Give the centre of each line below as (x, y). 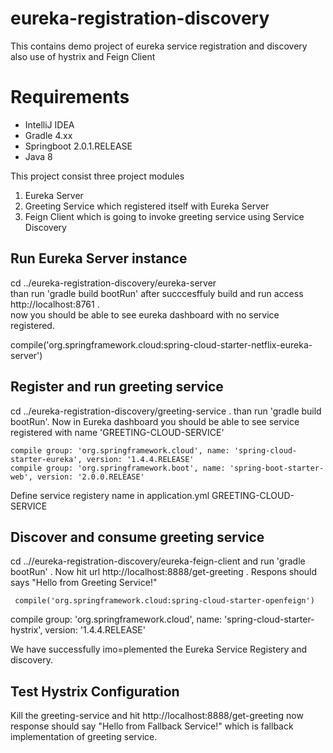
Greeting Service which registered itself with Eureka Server (147, 206)
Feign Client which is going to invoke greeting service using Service (164, 216)
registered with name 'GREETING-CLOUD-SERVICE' (117, 432)
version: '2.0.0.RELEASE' (90, 477)
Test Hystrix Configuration (95, 691)
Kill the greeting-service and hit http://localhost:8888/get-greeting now (157, 716)
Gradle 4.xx (48, 135)
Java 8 (38, 156)
